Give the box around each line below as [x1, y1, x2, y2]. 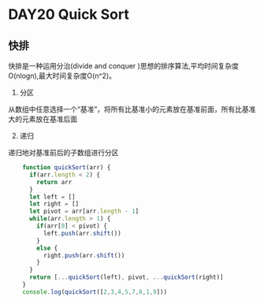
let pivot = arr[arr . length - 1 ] [28, 207, 139, 216]
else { [36, 244, 58, 252]
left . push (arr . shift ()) [43, 229, 122, 237]
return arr [36, 178, 73, 186]
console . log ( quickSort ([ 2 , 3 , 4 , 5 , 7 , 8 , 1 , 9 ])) [22, 287, 168, 296]
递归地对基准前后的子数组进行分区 [8, 148, 119, 157]
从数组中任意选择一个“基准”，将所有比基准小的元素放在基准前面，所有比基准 [8, 105, 256, 113]
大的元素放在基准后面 [8, 114, 77, 124]
